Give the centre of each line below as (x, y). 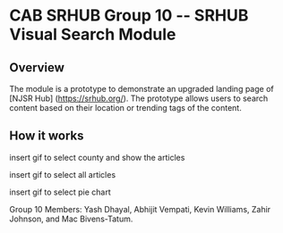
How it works (47, 136)
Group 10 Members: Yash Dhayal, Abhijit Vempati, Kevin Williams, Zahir (140, 209)
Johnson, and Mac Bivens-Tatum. (71, 219)
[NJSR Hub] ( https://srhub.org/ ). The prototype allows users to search (139, 98)
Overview (37, 67)
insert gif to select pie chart (60, 192)
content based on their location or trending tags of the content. (125, 108)
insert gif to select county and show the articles (97, 157)
